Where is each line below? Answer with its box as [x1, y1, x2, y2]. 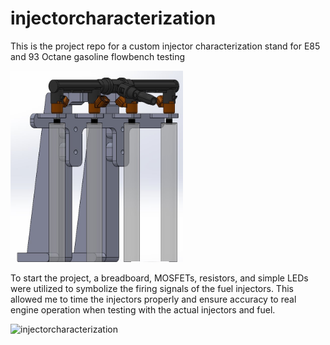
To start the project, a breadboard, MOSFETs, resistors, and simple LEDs [10, 272, 309, 284]
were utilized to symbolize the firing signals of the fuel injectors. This [10, 282, 294, 294]
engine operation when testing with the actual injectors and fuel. [10, 303, 276, 316]
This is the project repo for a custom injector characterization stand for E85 [10, 40, 321, 52]
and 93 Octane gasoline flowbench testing [10, 50, 186, 62]
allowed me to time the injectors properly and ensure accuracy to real [10, 293, 297, 305]
